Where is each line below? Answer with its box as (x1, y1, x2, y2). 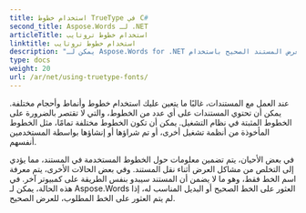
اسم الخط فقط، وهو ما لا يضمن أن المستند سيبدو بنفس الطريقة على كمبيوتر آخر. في (9, 173, 297, 184)
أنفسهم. (9, 136, 37, 147)
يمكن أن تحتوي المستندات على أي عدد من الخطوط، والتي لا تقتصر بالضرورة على (9, 106, 282, 118)
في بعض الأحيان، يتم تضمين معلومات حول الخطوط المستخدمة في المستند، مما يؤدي (9, 154, 294, 165)
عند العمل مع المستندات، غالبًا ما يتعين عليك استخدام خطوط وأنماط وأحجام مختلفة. (9, 97, 290, 108)
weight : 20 (9, 65, 51, 74)
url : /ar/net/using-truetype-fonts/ (9, 73, 148, 82)
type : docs (9, 56, 51, 65)
